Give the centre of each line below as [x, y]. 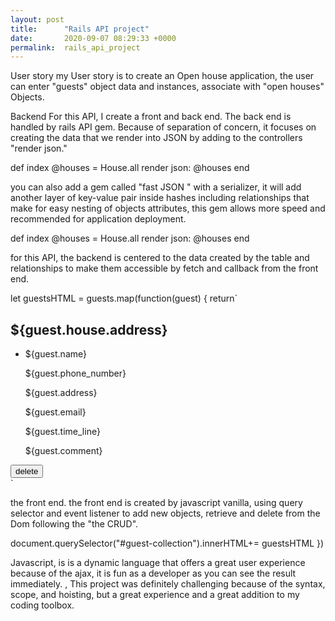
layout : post [37, 19]
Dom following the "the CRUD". [74, 524]
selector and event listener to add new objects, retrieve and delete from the [165, 513]
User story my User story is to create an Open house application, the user [162, 76]
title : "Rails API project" [80, 29]
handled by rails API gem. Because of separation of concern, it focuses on [163, 127]
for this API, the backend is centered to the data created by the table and [160, 258]
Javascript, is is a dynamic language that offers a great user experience [158, 563]
